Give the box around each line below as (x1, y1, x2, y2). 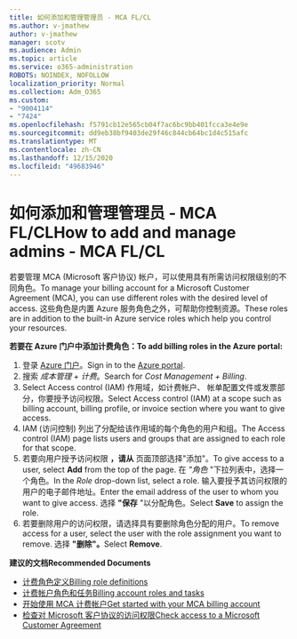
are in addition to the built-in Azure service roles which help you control (9, 313, 271, 324)
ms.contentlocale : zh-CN (9, 145, 101, 154)
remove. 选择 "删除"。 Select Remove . (21, 539, 163, 549)
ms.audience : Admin (9, 46, 82, 55)
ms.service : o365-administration (9, 63, 133, 72)
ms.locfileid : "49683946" (9, 162, 105, 171)
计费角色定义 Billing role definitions (21, 577, 148, 587)
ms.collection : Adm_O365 (9, 87, 101, 96)
